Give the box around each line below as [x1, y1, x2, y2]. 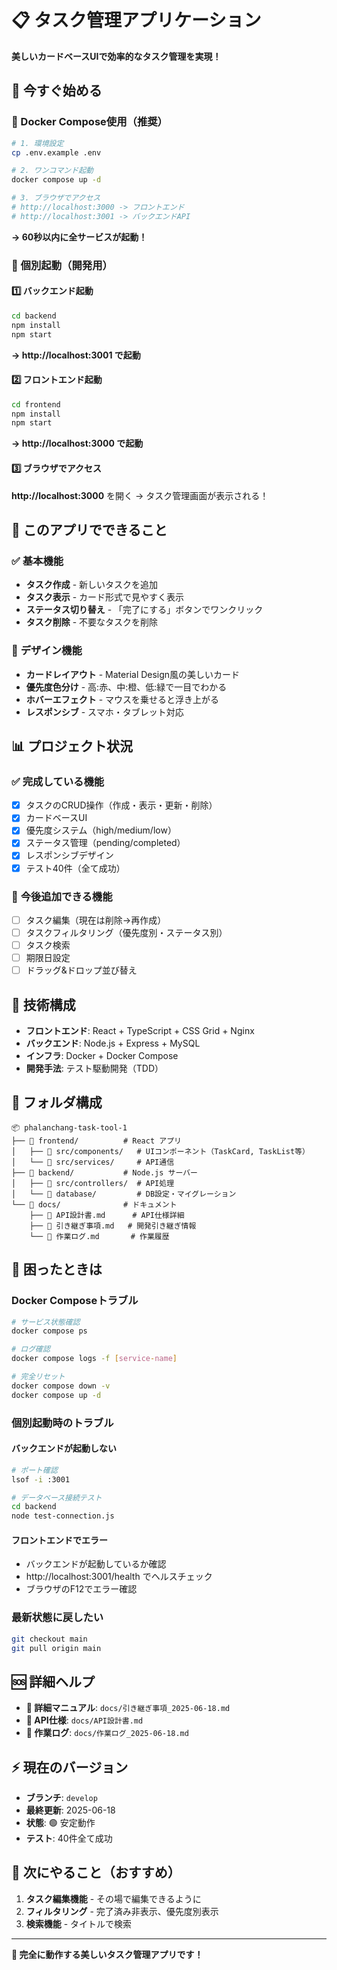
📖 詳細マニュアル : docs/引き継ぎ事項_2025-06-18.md [25, 1702, 231, 1714]
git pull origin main [11, 1643, 102, 1653]
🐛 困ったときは [11, 1261, 103, 1278]
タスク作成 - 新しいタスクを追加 [25, 579, 159, 591]
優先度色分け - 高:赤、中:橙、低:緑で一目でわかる [25, 681, 228, 693]
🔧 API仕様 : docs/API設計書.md [25, 1714, 144, 1726]
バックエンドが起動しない [11, 1442, 117, 1455]
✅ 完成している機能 [11, 774, 105, 788]
